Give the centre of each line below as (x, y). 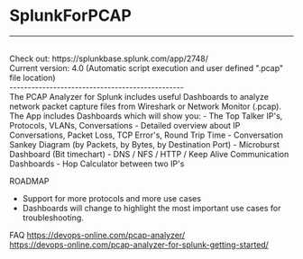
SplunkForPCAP (71, 16)
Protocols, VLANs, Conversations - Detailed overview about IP (125, 125)
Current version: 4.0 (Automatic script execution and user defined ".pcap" (147, 67)
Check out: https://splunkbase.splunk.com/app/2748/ (109, 58)
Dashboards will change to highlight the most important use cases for (151, 208)
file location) (32, 77)
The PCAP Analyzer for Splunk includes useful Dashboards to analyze (139, 96)
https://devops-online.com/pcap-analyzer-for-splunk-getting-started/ (139, 245)
